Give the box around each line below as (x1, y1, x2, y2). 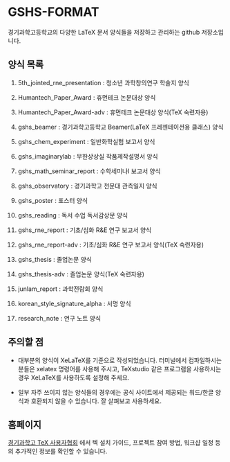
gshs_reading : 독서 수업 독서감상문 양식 (17, 211, 128, 219)
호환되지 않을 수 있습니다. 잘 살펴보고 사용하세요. (30, 396, 162, 405)
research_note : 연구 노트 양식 (17, 314, 102, 322)
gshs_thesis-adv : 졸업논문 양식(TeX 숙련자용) (17, 269, 144, 278)
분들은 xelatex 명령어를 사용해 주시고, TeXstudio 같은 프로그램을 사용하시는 (17, 364, 222, 373)
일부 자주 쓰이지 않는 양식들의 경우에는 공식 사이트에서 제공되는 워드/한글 (17, 388, 214, 396)
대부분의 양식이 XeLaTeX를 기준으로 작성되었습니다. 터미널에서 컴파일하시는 (17, 356, 222, 364)
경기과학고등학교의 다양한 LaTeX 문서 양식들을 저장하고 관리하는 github (8, 28, 200, 36)
